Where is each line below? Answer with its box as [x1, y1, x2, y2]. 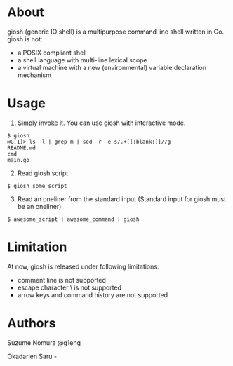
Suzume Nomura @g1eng [7, 338, 81, 347]
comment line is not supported [17, 276, 107, 284]
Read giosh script [17, 169, 69, 177]
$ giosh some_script [7, 182, 68, 189]
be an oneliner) [17, 202, 62, 210]
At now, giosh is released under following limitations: [7, 262, 159, 271]
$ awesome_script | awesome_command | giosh [7, 215, 140, 223]
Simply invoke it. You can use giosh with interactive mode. [17, 118, 186, 127]
